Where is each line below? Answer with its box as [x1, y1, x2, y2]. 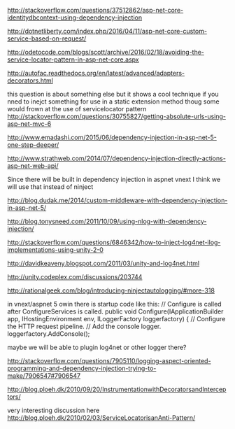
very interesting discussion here [7, 406, 100, 414]
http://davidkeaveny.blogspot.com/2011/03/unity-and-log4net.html [7, 259, 200, 267]
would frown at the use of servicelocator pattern [7, 105, 147, 113]
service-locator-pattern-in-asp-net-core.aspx [7, 55, 139, 64]
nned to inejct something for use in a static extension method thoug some [7, 97, 220, 106]
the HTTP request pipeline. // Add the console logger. [7, 322, 162, 330]
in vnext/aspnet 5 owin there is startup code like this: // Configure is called [7, 300, 222, 308]
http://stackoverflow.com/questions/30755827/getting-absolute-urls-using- [7, 112, 226, 120]
